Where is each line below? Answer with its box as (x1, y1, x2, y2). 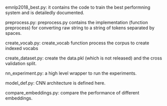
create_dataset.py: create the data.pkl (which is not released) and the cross (5, 55, 162, 61)
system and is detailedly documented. (5, 10, 84, 16)
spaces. (5, 30, 22, 36)
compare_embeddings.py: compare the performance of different (5, 90, 140, 95)
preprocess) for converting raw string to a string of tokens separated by (5, 25, 155, 31)
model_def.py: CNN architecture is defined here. (5, 80, 106, 86)
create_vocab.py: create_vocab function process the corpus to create (5, 40, 150, 46)
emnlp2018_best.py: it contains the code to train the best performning (5, 5, 150, 10)
